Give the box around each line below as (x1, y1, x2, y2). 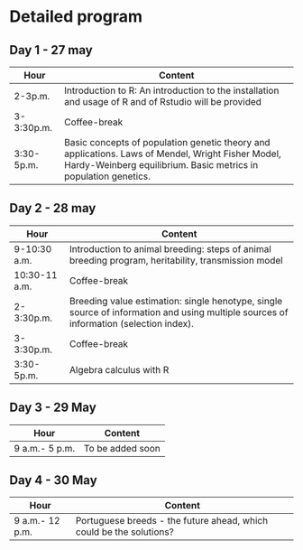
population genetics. (64, 170, 151, 182)
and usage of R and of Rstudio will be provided (64, 96, 262, 107)
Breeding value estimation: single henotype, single (69, 294, 283, 307)
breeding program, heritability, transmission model (69, 254, 283, 266)
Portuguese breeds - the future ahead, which (75, 515, 269, 527)
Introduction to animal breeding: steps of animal (69, 242, 272, 255)
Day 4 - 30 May (9, 472, 97, 489)
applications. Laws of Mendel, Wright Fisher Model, (64, 147, 281, 160)
